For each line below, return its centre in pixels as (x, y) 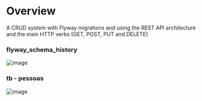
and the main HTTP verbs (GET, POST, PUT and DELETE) (77, 34)
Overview (31, 11)
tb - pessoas (25, 78)
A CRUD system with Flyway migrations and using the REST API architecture (101, 28)
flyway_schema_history (42, 49)
